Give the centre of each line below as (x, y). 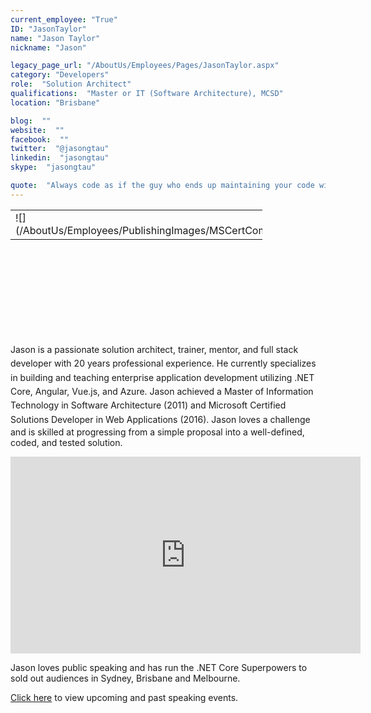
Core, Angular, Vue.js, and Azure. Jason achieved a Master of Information (162, 391)
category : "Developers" (60, 75)
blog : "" (31, 121)
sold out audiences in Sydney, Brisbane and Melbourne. (125, 678)
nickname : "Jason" (48, 47)
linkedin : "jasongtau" (60, 158)
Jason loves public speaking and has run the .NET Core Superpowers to (159, 668)
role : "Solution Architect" (71, 84)
